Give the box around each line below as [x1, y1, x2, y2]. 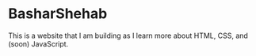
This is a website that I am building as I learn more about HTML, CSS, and [8, 31, 248, 40]
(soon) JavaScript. [8, 39, 69, 48]
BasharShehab [8, 5, 108, 23]
